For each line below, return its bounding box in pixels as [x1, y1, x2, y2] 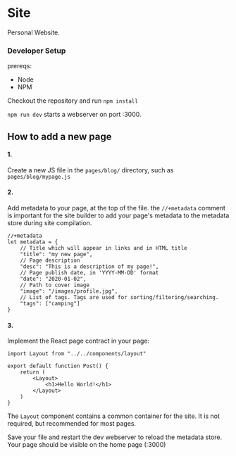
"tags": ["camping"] [20, 300, 80, 308]
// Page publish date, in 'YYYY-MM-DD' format [20, 270, 159, 277]
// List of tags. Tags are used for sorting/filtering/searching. [20, 294, 219, 301]
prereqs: [7, 62, 32, 70]
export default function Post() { [7, 362, 109, 370]
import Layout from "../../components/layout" [7, 350, 147, 357]
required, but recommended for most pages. [7, 419, 137, 428]
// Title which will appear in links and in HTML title [20, 245, 188, 252]
